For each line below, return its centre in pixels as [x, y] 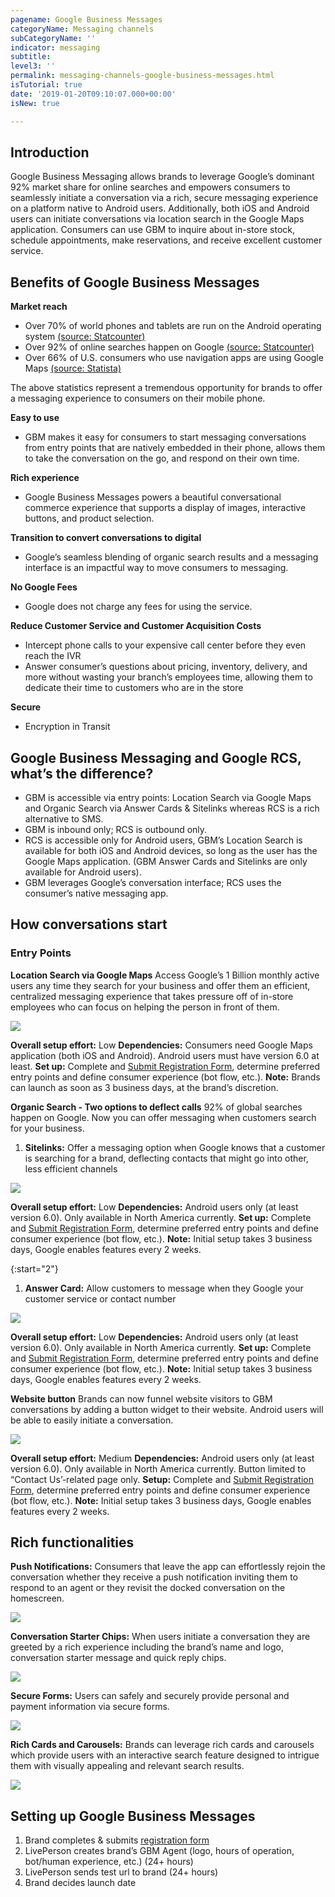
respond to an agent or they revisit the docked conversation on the [148, 1588]
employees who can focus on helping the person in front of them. [145, 1007]
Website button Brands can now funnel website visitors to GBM [141, 1398]
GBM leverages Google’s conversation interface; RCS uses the [153, 882]
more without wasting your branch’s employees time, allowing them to [168, 677]
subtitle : [31, 57]
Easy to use [35, 418]
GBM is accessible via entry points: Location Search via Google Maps [168, 797]
